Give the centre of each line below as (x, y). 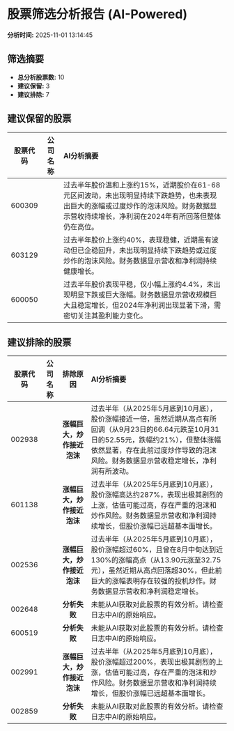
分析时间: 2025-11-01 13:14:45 (50, 35)
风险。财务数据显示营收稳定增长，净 (150, 461)
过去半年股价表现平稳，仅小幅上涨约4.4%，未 (138, 284)
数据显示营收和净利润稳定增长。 (150, 592)
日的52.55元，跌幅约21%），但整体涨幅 (156, 440)
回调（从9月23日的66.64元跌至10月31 (155, 429)
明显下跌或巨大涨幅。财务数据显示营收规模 (140, 295)
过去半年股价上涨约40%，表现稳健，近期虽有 (138, 240)
